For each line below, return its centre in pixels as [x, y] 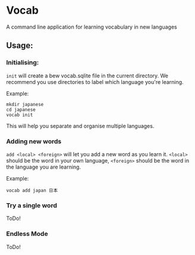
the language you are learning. [44, 167]
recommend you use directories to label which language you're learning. [95, 82]
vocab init [20, 115]
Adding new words [34, 141]
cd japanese [21, 110]
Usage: [20, 46]
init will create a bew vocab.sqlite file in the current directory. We [87, 76]
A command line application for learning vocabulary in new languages [92, 27]
